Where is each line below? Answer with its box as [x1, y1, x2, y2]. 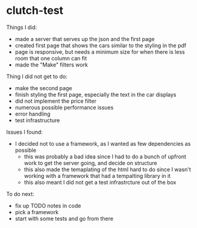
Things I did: [6, 24, 37, 31]
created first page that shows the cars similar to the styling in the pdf [14, 42, 187, 49]
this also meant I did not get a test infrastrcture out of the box [23, 178, 177, 186]
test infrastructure [14, 116, 60, 124]
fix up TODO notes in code [14, 202, 81, 209]
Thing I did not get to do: [6, 73, 67, 80]
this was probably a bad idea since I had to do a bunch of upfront [23, 152, 187, 160]
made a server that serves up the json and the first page [14, 35, 155, 42]
